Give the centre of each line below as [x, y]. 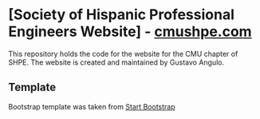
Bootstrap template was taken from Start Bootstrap [92, 106]
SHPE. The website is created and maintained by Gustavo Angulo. [116, 62]
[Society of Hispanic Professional [122, 15]
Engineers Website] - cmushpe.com [130, 32]
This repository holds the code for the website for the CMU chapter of [123, 54]
